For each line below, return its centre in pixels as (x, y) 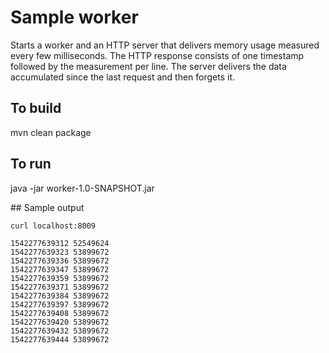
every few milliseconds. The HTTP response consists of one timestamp (157, 55)
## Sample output (47, 207)
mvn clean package (51, 132)
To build (36, 108)
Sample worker (74, 17)
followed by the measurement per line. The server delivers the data (148, 66)
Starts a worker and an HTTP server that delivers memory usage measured (165, 45)
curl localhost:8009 (53, 226)
